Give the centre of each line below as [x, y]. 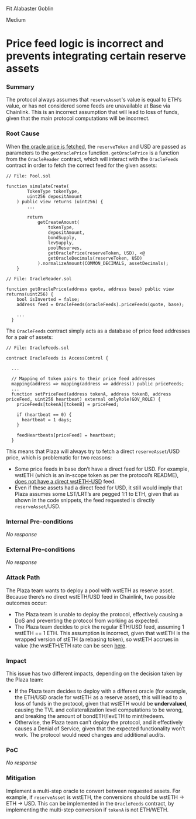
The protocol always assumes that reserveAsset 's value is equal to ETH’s [94, 100]
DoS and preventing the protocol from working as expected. [87, 620]
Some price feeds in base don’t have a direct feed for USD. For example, [102, 469]
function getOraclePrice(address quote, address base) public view [90, 289]
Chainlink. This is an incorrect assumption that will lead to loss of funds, [93, 112]
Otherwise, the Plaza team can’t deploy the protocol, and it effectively [99, 722]
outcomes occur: [27, 603]
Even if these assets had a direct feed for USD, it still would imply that [98, 488]
